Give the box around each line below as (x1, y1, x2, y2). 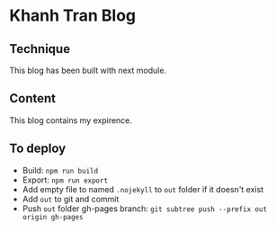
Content (9, 91, 57, 106)
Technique (9, 41, 70, 57)
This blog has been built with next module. (9, 65, 167, 76)
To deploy (9, 141, 67, 156)
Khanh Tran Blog (9, 5, 137, 26)
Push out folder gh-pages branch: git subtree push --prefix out (22, 203, 268, 214)
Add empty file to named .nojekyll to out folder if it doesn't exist (22, 183, 263, 194)
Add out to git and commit (22, 193, 120, 204)
